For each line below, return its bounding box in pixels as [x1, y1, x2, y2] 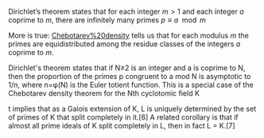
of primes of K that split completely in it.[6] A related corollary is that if [8, 112, 239, 122]
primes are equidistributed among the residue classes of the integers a [8, 39, 241, 49]
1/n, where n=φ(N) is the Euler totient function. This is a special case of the [8, 80, 254, 89]
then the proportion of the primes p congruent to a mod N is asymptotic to [8, 72, 251, 81]
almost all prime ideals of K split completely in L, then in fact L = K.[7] [8, 121, 236, 130]
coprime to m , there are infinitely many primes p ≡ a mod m [8, 15, 207, 25]
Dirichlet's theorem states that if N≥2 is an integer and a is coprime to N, [8, 63, 246, 73]
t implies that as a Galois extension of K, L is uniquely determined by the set [8, 104, 257, 113]
